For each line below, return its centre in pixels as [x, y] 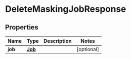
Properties [22, 27]
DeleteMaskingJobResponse [66, 9]
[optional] [88, 49]
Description [58, 41]
